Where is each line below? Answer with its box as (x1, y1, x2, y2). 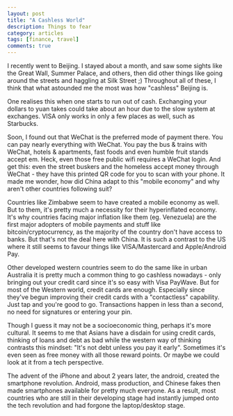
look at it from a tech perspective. (7, 358, 104, 366)
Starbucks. (7, 120, 38, 127)
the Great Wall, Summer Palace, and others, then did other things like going (7, 69, 223, 77)
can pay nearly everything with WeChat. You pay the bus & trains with (7, 141, 207, 148)
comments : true (7, 42, 51, 49)
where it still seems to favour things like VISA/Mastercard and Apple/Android (7, 243, 227, 250)
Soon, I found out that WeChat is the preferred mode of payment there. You (7, 133, 223, 141)
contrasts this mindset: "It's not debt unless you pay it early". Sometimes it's (7, 344, 226, 351)
